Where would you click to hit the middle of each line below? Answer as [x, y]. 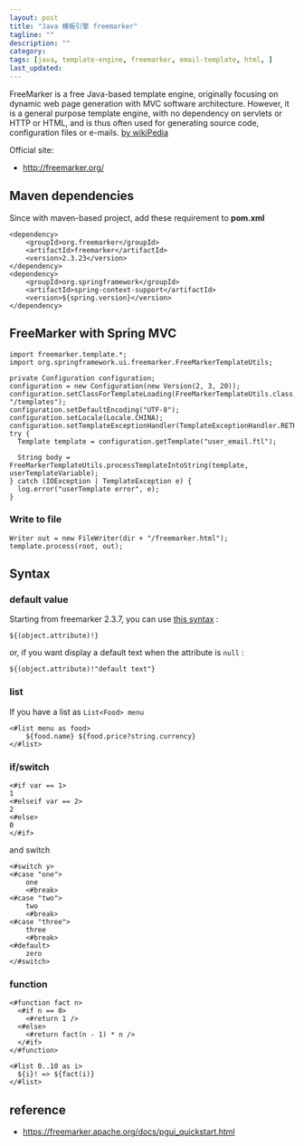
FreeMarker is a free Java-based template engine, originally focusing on [144, 94]
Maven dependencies [71, 196]
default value [39, 600]
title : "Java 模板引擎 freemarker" [74, 26]
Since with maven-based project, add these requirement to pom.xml [137, 217]
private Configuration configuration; [82, 378]
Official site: [32, 149]
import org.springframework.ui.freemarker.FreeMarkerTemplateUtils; [141, 362]
